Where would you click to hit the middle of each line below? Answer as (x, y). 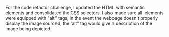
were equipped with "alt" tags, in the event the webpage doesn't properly (82, 18)
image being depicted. (29, 29)
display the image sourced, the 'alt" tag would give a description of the (79, 23)
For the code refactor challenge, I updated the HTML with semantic (75, 7)
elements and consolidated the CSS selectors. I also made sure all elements (84, 13)
